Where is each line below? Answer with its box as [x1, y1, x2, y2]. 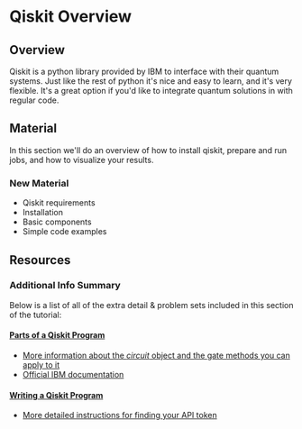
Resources [9, 252, 71, 268]
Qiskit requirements [22, 197, 96, 208]
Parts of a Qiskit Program [9, 330, 105, 341]
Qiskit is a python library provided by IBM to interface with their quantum [9, 66, 279, 77]
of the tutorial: [9, 309, 62, 320]
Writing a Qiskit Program [9, 389, 104, 400]
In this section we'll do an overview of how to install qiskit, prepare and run [9, 144, 287, 155]
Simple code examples [22, 226, 107, 237]
